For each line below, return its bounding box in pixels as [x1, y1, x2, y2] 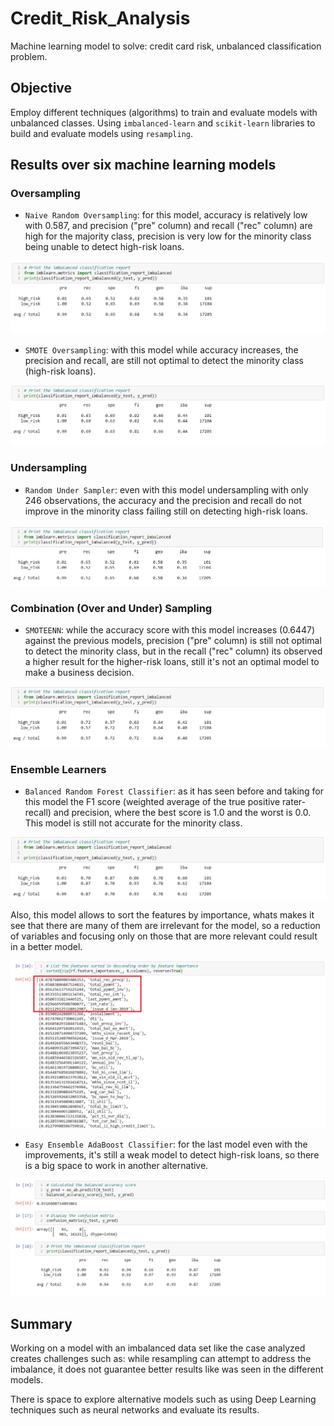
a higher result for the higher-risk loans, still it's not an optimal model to [24, 656, 320, 668]
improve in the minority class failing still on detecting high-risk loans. [24, 505, 309, 517]
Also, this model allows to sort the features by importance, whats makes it [10, 908, 315, 921]
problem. [10, 50, 48, 62]
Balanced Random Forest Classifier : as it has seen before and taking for [24, 785, 324, 797]
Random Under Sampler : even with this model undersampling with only [24, 483, 309, 496]
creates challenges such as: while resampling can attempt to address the [10, 1353, 312, 1365]
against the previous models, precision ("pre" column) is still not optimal [24, 635, 322, 647]
